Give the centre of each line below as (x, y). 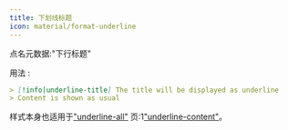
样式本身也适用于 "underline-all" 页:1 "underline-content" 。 (118, 117)
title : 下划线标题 (41, 18)
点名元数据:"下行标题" (51, 53)
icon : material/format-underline (73, 26)
